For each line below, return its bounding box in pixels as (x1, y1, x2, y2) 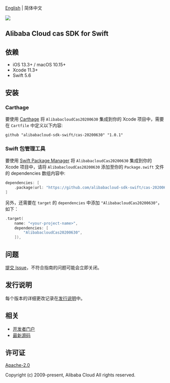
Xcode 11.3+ (12, 67, 38, 73)
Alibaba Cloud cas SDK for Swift (5, 29, 109, 38)
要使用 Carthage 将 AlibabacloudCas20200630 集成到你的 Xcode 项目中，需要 (5, 116, 164, 122)
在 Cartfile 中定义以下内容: (5, 122, 63, 128)
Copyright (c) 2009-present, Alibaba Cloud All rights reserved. (5, 372, 136, 378)
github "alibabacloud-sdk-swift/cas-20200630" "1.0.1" (5, 132, 123, 137)
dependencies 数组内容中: (11, 170, 66, 176)
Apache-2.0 (5, 362, 30, 368)
